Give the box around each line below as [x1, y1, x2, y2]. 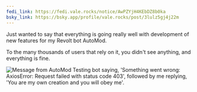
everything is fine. [6, 55, 50, 62]
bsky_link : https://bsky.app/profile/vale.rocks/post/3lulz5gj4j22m [6, 14, 179, 20]
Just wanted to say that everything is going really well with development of [6, 30, 189, 37]
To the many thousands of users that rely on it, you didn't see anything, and [6, 48, 191, 55]
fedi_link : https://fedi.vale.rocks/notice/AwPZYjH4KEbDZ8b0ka [6, 8, 166, 15]
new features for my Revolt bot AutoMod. [6, 37, 107, 44]
